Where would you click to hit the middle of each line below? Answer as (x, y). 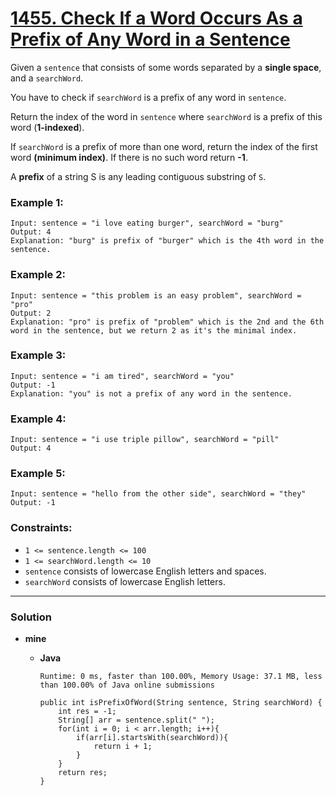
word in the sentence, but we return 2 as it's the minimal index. (154, 330)
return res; (83, 773)
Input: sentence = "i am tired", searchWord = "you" (122, 376)
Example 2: (38, 275)
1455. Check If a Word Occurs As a (156, 18)
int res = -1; (87, 712)
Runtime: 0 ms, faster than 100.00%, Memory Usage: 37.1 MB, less (181, 677)
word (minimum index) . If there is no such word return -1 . (129, 157)
